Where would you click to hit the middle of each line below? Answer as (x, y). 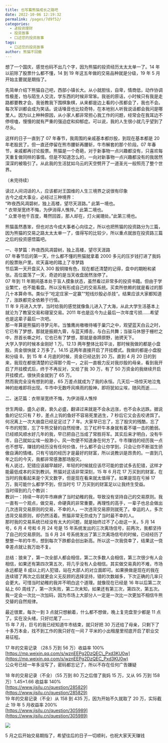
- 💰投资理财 (21, 29)
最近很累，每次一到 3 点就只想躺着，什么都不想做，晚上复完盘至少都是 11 (80, 612)
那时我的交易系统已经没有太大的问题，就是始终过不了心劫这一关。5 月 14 (80, 521)
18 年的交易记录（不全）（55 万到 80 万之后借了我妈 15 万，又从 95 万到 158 (82, 675)
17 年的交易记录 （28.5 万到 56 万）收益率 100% (55, 648)
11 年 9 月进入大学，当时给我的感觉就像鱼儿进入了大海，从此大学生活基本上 (82, 306)
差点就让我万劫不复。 (31, 546)
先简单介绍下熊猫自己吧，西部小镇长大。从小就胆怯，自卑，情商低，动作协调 (84, 90)
